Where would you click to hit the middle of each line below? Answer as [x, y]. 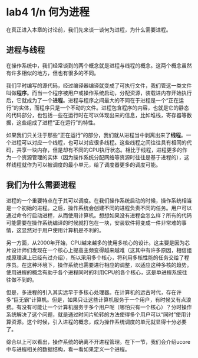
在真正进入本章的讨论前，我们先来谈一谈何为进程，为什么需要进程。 [89, 30]
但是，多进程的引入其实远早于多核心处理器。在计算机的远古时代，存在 [91, 292]
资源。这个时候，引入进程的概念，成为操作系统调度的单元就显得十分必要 [99, 322]
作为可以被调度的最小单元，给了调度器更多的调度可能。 [93, 165]
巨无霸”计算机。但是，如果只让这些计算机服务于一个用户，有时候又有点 [100, 299]
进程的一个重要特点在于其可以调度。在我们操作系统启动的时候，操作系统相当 [99, 200]
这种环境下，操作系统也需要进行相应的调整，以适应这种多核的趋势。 [109, 265]
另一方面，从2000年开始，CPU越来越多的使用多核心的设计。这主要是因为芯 [98, 243]
